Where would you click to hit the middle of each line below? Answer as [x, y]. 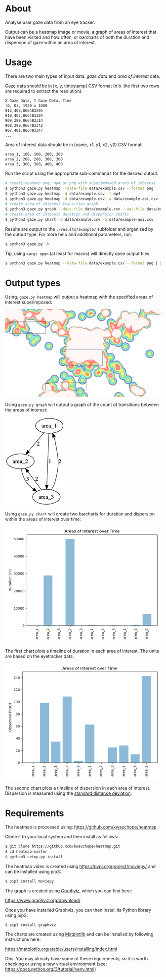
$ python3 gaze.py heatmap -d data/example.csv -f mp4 [63, 194]
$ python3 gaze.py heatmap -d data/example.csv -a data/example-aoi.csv [82, 199]
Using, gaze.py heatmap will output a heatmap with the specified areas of [79, 297]
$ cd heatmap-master [26, 851]
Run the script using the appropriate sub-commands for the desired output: [82, 173]
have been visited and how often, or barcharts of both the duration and [77, 37]
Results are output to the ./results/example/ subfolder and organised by [79, 229]
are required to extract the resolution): [44, 91]
